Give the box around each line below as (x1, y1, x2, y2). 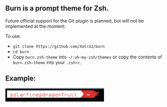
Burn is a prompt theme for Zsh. (5, 4, 109, 13)
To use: (5, 33, 22, 39)
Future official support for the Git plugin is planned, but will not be (5, 17, 144, 24)
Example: (5, 74, 36, 83)
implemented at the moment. (5, 23, 66, 29)
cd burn (12, 49, 29, 54)
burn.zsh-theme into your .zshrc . (12, 59, 81, 66)
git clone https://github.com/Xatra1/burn (12, 44, 105, 49)
